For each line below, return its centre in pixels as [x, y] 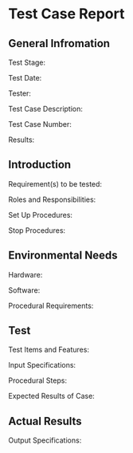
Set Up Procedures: [41, 215]
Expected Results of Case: [52, 396]
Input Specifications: [42, 365]
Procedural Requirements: [51, 305]
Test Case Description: [46, 109]
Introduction [40, 165]
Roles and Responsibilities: [52, 199]
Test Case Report [66, 14]
